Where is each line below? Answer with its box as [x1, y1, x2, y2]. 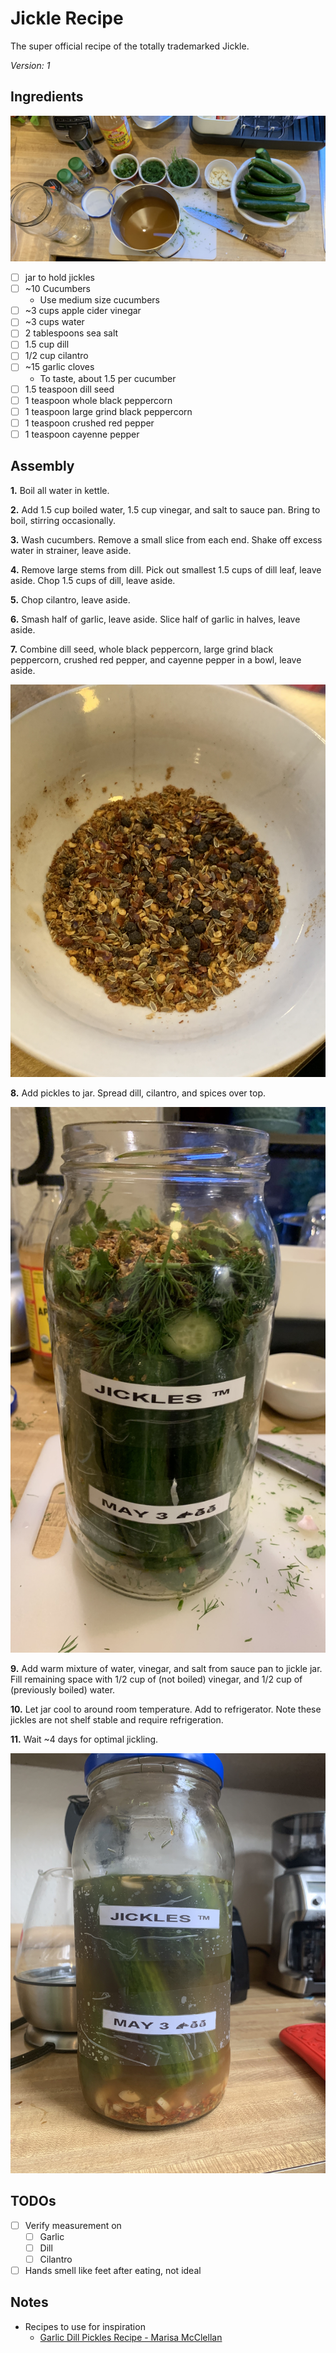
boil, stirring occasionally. [10, 514, 116, 526]
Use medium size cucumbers [39, 294, 160, 306]
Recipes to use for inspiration [24, 2320, 146, 2332]
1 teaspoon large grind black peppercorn [24, 405, 193, 417]
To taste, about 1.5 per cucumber [39, 372, 177, 384]
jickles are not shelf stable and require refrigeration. [10, 1713, 224, 1726]
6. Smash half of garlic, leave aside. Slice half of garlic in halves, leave [10, 613, 301, 625]
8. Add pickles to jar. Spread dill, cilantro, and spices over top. [10, 1087, 266, 1099]
